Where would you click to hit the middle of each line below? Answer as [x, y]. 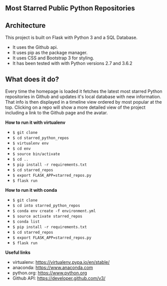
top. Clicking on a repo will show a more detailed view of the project [75, 107]
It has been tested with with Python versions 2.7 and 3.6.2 [72, 63]
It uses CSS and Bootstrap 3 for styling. [53, 58]
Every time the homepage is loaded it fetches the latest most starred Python [84, 91]
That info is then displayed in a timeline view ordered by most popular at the [83, 102]
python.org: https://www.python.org [50, 273]
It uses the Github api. [35, 47]
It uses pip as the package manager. [50, 53]
